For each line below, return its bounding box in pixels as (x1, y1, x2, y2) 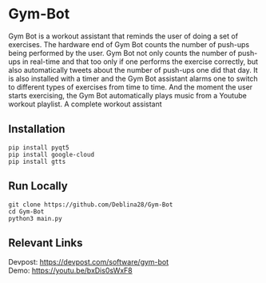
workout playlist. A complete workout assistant (8, 99, 162, 109)
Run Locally (8, 179, 68, 193)
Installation (8, 122, 66, 136)
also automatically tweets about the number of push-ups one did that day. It (8, 65, 258, 74)
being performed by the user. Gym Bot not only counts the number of (8, 48, 236, 58)
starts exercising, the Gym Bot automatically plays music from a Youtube (8, 90, 248, 100)
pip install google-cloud (8, 150, 94, 158)
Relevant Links (8, 236, 83, 249)
